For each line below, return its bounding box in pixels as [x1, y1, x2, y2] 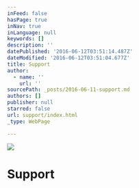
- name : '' [13, 73, 45, 81]
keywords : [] [7, 36, 45, 42]
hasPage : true [7, 16, 48, 23]
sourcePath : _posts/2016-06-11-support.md [7, 86, 130, 93]
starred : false [7, 105, 51, 112]
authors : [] [7, 93, 41, 100]
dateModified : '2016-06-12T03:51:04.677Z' [7, 55, 130, 62]
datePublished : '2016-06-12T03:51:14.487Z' [7, 49, 134, 55]
